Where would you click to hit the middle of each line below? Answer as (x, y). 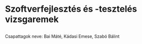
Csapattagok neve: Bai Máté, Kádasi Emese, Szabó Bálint (62, 36)
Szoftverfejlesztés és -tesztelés (71, 9)
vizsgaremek (32, 19)
